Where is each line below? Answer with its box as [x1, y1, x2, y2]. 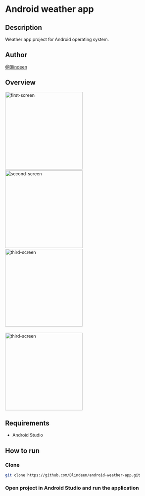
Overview [5, 78, 36, 87]
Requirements [5, 419, 49, 427]
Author [5, 51, 27, 59]
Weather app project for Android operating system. [5, 36, 109, 42]
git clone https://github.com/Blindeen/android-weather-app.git [5, 473, 141, 478]
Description [5, 23, 42, 32]
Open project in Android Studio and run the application [5, 484, 140, 491]
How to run [5, 446, 40, 455]
